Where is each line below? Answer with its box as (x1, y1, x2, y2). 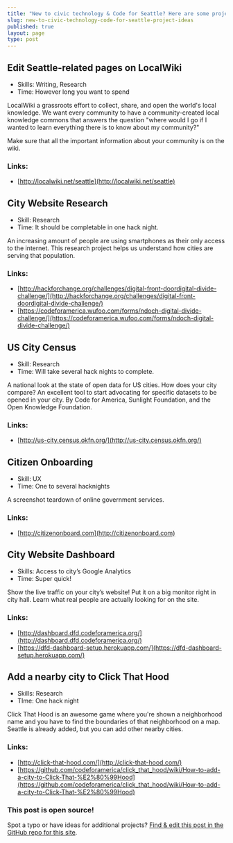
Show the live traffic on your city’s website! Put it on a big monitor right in (7, 588, 216, 596)
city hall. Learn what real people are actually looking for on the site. (7, 596, 200, 604)
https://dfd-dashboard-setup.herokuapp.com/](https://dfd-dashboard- (19, 644, 222, 652)
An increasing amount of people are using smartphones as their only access (7, 237, 225, 245)
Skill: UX (17, 475, 42, 483)
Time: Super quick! (17, 575, 71, 583)
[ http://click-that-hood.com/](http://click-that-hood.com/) (17, 758, 182, 767)
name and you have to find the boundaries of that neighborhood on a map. (7, 717, 221, 726)
